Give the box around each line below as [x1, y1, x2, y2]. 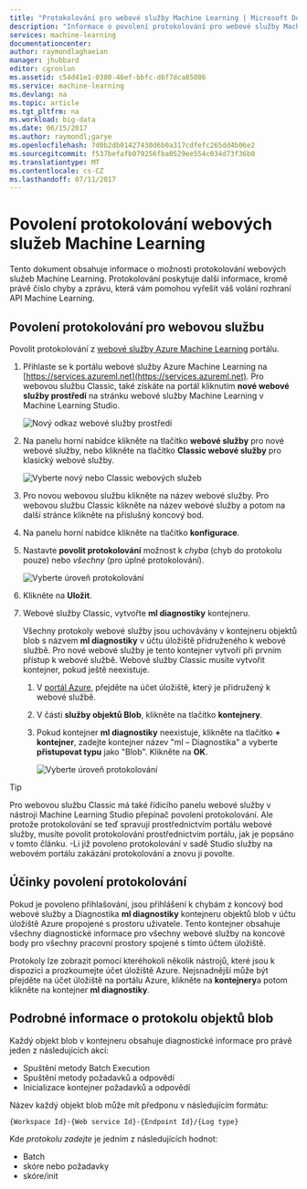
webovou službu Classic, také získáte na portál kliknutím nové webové [22, 381, 290, 391]
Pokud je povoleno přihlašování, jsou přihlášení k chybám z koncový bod [9, 899, 283, 910]
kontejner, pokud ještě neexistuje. [22, 664, 150, 675]
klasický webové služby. [22, 455, 115, 466]
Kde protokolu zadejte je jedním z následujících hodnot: [9, 1133, 218, 1144]
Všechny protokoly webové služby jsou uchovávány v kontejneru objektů [22, 626, 297, 636]
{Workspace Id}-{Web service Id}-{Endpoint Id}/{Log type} [9, 1117, 239, 1126]
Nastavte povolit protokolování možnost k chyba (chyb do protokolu [22, 545, 282, 555]
